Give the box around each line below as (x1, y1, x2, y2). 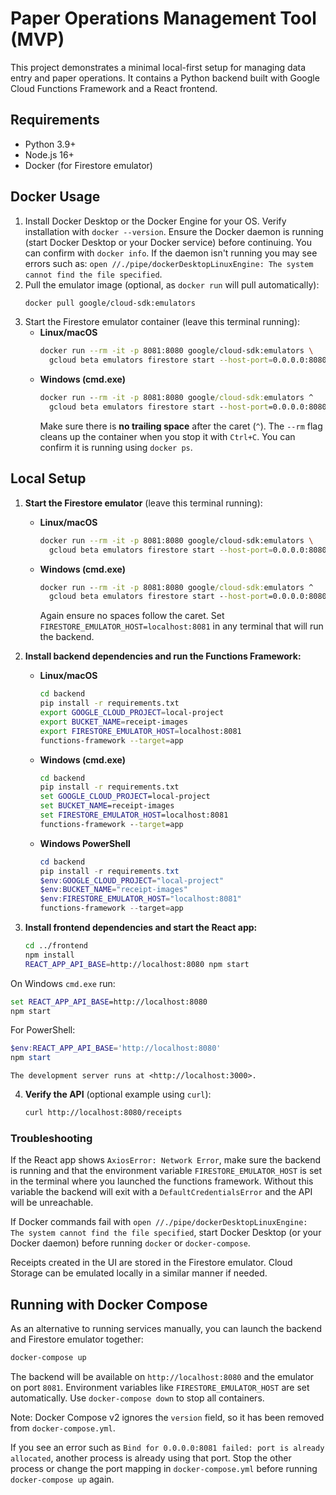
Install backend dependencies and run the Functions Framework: (24, 650, 302, 662)
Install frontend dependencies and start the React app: (24, 922, 258, 933)
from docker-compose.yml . (10, 1422, 116, 1434)
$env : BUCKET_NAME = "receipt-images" (39, 885, 188, 895)
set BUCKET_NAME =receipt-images (39, 801, 175, 811)
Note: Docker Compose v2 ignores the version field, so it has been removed (10, 1411, 325, 1423)
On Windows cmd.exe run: (10, 977, 116, 989)
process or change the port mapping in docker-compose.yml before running (10, 1462, 318, 1474)
